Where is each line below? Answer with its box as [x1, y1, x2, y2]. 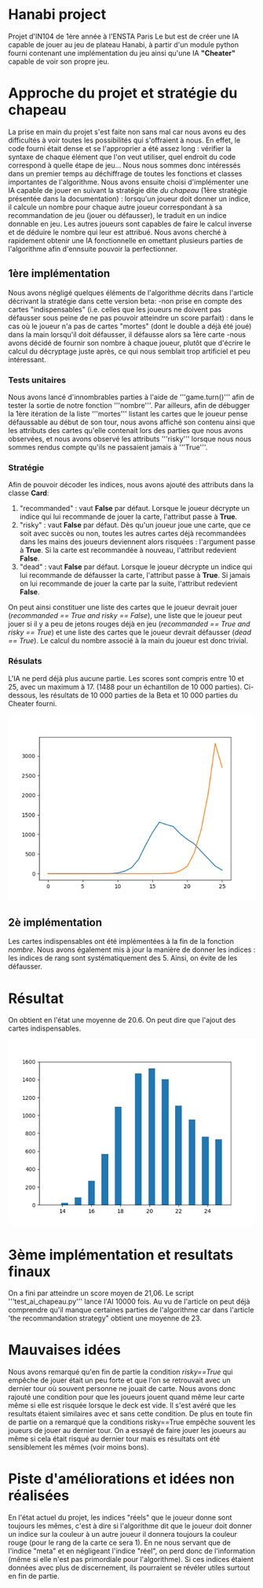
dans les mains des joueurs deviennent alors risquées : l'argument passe [19, 537, 256, 546]
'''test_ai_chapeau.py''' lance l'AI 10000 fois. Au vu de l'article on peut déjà [8, 1297, 250, 1306]
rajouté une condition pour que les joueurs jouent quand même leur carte [8, 1392, 245, 1402]
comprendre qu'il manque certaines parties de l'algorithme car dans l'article [8, 1305, 254, 1315]
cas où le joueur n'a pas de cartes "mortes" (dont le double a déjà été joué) [8, 321, 252, 331]
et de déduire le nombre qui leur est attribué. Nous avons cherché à [8, 227, 228, 237]
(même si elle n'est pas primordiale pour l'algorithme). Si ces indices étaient [8, 1555, 254, 1564]
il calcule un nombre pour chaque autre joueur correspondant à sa [8, 202, 223, 212]
